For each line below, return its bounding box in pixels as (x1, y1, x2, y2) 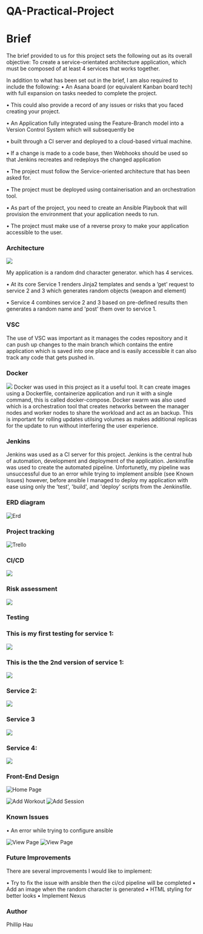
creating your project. (6, 108, 61, 115)
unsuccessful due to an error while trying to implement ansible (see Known (6, 470, 194, 477)
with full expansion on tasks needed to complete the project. (6, 90, 158, 97)
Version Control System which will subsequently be (6, 126, 135, 133)
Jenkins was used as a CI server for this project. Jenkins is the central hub (6, 451, 193, 459)
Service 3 (6, 715, 35, 724)
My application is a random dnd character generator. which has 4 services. (6, 269, 194, 277)
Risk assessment (6, 585, 58, 593)
